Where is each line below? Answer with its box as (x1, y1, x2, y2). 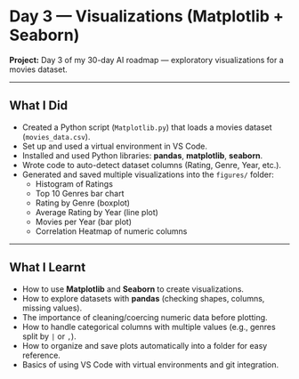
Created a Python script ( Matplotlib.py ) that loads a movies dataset (21, 122, 273, 133)
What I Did (9, 98, 69, 113)
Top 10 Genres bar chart (35, 188, 125, 198)
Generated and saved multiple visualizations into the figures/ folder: (21, 169, 274, 180)
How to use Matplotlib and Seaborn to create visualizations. (21, 283, 245, 294)
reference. (21, 350, 61, 360)
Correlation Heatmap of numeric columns (35, 225, 188, 237)
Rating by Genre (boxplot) (35, 198, 131, 208)
